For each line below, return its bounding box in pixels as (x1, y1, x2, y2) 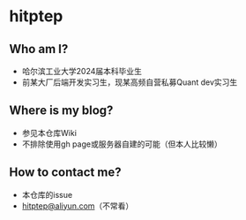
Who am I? (9, 42, 69, 57)
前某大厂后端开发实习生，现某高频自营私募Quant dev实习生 (21, 77, 238, 87)
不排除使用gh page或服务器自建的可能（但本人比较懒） (21, 139, 222, 149)
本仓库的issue (21, 189, 73, 200)
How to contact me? (9, 165, 122, 180)
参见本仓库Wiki (21, 127, 78, 138)
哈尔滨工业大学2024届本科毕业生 (21, 66, 143, 76)
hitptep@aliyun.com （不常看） (21, 201, 134, 211)
